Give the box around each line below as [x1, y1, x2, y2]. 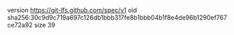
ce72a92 [7, 21, 33, 29]
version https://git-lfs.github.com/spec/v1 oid [7, 6, 138, 14]
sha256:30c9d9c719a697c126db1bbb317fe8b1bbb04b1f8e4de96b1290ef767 [7, 13, 228, 22]
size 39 [34, 21, 56, 29]
